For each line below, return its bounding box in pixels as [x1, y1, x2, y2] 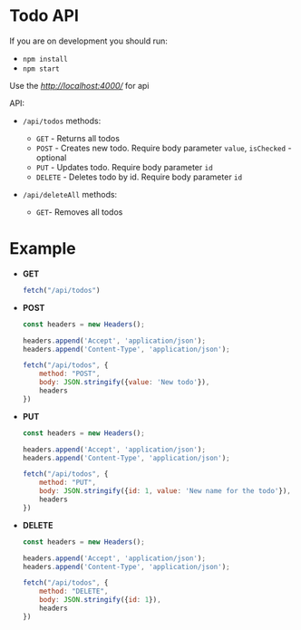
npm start [22, 64, 61, 73]
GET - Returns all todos [35, 132, 121, 143]
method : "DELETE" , [39, 586, 109, 596]
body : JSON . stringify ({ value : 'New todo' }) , [39, 378, 210, 387]
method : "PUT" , [39, 478, 97, 488]
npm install [22, 54, 68, 63]
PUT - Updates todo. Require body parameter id [35, 161, 213, 172]
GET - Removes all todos [35, 206, 123, 218]
